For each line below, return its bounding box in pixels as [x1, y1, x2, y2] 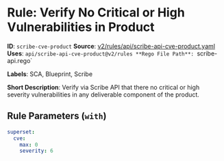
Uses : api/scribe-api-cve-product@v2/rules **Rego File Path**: [7, 49, 194, 58]
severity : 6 [19, 147, 53, 155]
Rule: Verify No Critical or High [7, 5, 185, 21]
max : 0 [19, 141, 38, 148]
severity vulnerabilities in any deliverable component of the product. [7, 90, 200, 99]
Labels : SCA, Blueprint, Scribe [7, 70, 93, 78]
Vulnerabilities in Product [7, 19, 155, 35]
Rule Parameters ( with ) [7, 110, 107, 122]
